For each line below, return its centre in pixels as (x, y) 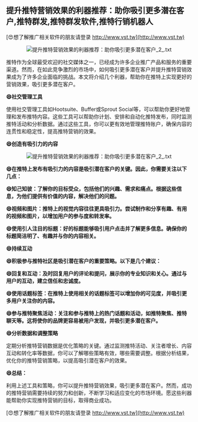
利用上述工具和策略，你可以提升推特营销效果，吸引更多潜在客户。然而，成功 (99, 385)
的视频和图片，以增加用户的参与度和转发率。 (60, 216)
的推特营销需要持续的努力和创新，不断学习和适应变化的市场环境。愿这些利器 (99, 393)
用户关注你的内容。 (34, 301)
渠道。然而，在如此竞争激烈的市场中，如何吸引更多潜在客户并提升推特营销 (96, 69)
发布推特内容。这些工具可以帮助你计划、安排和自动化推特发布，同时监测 (104, 116)
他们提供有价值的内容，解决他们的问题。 (70, 196)
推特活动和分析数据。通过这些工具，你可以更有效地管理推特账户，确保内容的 (99, 124)
